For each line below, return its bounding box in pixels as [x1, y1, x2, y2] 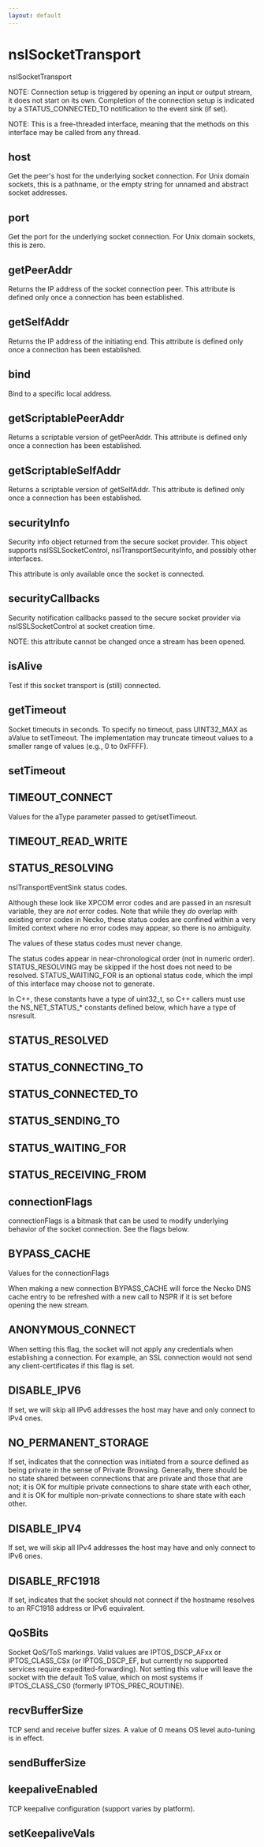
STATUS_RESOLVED [8, 1034, 109, 1048]
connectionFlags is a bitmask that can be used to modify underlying [8, 1216, 229, 1225]
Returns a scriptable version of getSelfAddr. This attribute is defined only [8, 485, 245, 495]
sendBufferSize [8, 1755, 87, 1770]
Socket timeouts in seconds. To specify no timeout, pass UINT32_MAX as [8, 724, 248, 734]
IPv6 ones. [8, 1552, 43, 1561]
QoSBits [8, 1627, 49, 1640]
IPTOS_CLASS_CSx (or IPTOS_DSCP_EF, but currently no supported [8, 1656, 229, 1665]
